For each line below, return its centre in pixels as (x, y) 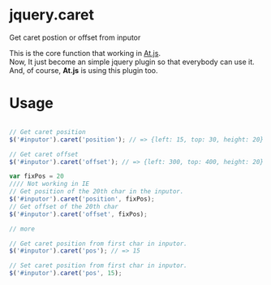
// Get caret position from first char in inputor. (98, 244)
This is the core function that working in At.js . (85, 53)
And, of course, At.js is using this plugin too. (84, 70)
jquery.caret (52, 15)
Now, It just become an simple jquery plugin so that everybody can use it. (132, 62)
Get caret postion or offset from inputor (75, 37)
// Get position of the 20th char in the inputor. (97, 192)
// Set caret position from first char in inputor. (98, 266)
